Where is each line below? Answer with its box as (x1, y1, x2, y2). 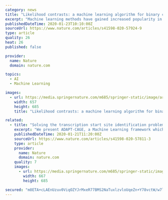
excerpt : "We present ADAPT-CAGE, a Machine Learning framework (14, 127, 151, 132)
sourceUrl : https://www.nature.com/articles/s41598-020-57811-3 (14, 136, 151, 141)
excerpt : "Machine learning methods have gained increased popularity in (5, 16, 162, 21)
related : (5, 118, 23, 123)
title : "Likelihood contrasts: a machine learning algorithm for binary (5, 12, 160, 17)
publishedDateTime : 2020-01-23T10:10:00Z (5, 21, 93, 26)
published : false (5, 44, 41, 49)
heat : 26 (5, 40, 23, 45)
